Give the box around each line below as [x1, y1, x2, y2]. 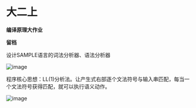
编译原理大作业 [6, 26, 43, 33]
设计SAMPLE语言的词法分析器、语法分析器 [6, 51, 111, 58]
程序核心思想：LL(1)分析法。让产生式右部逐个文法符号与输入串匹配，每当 [6, 75, 185, 82]
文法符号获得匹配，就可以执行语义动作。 [11, 82, 110, 90]
